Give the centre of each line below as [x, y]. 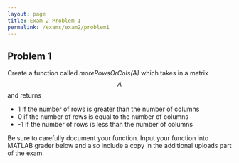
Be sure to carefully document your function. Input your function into [108, 138]
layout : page [27, 14]
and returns [24, 95]
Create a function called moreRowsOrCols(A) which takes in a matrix [108, 73]
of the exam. [26, 153]
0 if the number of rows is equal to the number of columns [103, 117]
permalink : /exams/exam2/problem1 [59, 27]
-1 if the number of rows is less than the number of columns [105, 125]
